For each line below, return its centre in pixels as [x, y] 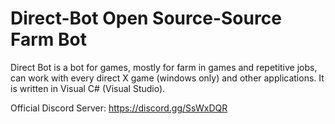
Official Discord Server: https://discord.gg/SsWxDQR [119, 108]
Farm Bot [48, 39]
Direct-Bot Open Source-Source [146, 18]
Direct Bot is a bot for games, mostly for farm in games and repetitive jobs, [164, 67]
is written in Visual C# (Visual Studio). [88, 88]
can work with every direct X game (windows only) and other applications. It [167, 78]
